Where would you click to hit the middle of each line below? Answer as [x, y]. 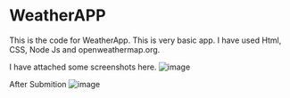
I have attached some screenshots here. [83, 67]
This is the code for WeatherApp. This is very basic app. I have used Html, [145, 40]
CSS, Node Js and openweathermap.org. [85, 49]
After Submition [38, 84]
